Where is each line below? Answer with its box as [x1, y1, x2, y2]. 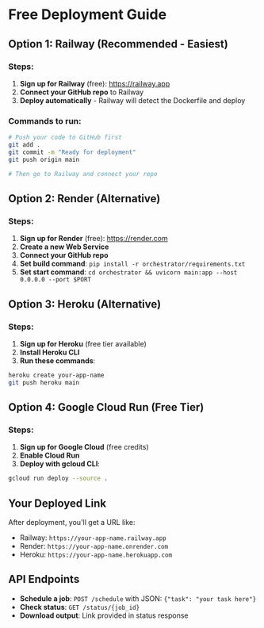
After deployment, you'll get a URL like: [8, 518, 136, 527]
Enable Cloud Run [19, 450, 80, 461]
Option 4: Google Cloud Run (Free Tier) [8, 400, 205, 414]
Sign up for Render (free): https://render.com [19, 234, 168, 243]
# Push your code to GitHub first [8, 133, 123, 142]
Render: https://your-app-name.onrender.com [19, 542, 169, 551]
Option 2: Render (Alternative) [8, 192, 161, 205]
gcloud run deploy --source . [8, 474, 109, 483]
